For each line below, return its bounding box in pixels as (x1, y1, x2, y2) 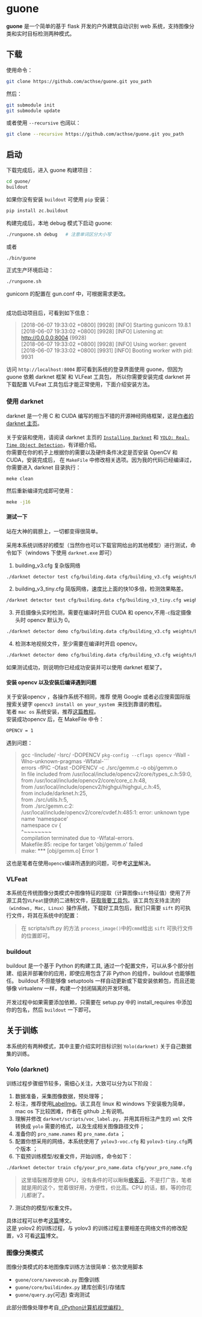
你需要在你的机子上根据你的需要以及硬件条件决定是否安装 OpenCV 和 (6, 449, 178, 456)
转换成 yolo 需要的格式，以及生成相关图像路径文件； (14, 1122, 145, 1129)
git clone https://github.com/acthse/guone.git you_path (6, 78, 152, 84)
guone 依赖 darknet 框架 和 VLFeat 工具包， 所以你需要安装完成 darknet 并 (6, 373, 191, 381)
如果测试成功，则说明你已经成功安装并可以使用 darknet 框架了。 (6, 664, 165, 671)
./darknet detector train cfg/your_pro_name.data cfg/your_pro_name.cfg (6, 1164, 192, 1171)
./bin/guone (6, 255, 36, 261)
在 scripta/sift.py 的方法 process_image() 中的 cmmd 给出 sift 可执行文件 (20, 925, 194, 932)
